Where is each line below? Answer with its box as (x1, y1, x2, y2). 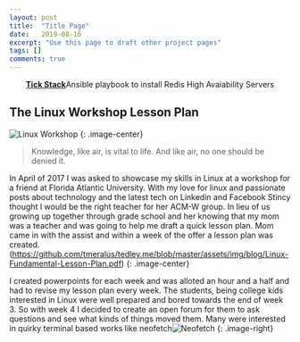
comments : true (9, 54, 66, 63)
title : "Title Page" (9, 21, 90, 30)
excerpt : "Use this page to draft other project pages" (9, 38, 221, 47)
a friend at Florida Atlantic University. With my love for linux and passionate (9, 182, 286, 193)
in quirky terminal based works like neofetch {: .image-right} (9, 322, 274, 333)
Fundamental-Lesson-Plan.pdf (9, 258, 122, 269)
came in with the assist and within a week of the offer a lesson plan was (9, 229, 274, 240)
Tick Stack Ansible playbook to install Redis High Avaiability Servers (25, 79, 275, 89)
